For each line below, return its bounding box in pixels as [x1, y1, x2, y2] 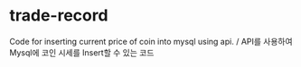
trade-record [9, 5, 108, 26]
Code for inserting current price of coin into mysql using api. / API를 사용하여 [9, 36, 293, 46]
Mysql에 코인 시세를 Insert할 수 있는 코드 [9, 46, 155, 58]
